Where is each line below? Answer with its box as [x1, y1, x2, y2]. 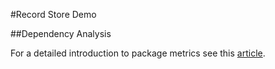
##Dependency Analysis [10, 28, 112, 39]
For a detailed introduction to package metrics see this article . [10, 47, 266, 59]
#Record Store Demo [10, 9, 97, 20]
